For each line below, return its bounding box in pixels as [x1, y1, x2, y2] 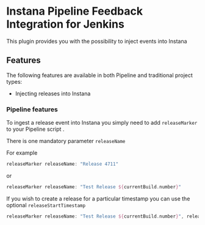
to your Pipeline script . [6, 125, 65, 133]
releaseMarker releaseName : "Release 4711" [6, 161, 119, 168]
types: [6, 78, 23, 85]
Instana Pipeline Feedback [6, 4, 143, 18]
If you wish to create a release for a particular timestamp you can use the [6, 194, 190, 202]
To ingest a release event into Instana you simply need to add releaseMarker [6, 119, 198, 127]
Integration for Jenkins [6, 17, 125, 31]
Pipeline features [6, 105, 58, 114]
